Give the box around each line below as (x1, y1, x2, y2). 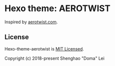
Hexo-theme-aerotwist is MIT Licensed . (4, 46, 84, 51)
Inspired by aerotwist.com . (4, 19, 58, 25)
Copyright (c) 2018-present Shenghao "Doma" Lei (4, 55, 105, 61)
